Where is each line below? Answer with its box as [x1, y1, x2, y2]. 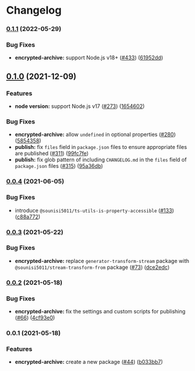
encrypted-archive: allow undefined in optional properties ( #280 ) [14, 131, 177, 138]
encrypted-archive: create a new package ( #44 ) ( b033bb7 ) [14, 359, 163, 366]
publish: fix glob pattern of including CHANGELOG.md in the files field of [14, 156, 187, 163]
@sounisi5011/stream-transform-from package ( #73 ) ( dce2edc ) [14, 264, 170, 271]
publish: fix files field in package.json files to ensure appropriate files [14, 144, 187, 151]
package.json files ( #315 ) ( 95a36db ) [14, 163, 103, 170]
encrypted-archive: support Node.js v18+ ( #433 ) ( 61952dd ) [14, 54, 163, 61]
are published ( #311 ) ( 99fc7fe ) [14, 150, 89, 157]
